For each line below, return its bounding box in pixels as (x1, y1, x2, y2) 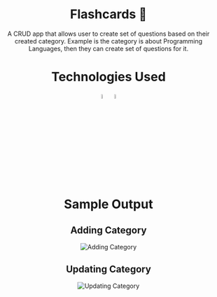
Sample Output (64, 196, 153, 212)
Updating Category (65, 263, 152, 275)
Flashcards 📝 (70, 6, 147, 22)
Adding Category (70, 224, 147, 236)
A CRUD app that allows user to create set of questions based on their (7, 29, 210, 38)
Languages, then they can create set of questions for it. (28, 44, 189, 53)
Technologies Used (51, 69, 166, 85)
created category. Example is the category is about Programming (14, 36, 203, 45)
